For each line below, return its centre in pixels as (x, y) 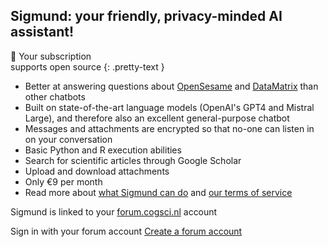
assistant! (42, 32)
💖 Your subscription (51, 56)
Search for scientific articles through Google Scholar (133, 160)
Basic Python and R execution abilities (103, 150)
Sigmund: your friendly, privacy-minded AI (146, 16)
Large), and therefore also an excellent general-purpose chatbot (157, 118)
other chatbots (55, 96)
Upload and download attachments (97, 171)
